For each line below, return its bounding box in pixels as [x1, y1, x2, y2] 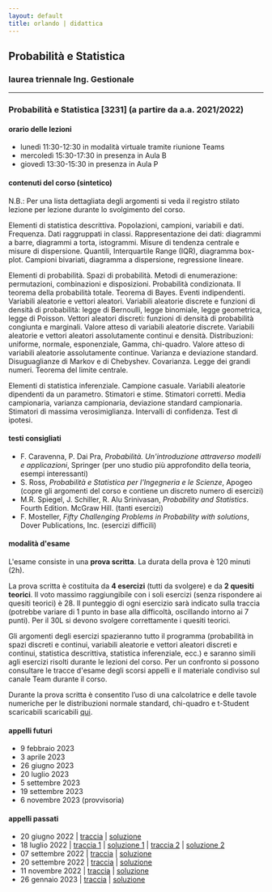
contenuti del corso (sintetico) [8, 177, 113, 187]
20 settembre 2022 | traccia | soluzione [19, 857, 152, 867]
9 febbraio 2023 [19, 744, 74, 754]
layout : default [8, 11, 63, 20]
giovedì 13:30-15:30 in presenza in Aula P [19, 159, 159, 169]
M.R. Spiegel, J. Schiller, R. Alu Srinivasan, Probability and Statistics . [19, 495, 249, 504]
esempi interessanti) [19, 469, 89, 478]
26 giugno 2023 [19, 761, 74, 771]
